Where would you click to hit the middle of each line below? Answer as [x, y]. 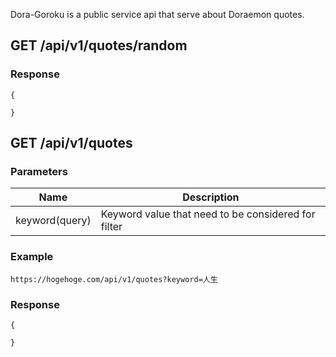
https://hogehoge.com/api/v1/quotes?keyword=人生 [114, 279]
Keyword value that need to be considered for [208, 214]
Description [211, 197]
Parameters [39, 171]
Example [32, 257]
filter [111, 227]
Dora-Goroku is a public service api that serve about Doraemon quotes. [157, 14]
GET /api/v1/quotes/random [99, 45]
